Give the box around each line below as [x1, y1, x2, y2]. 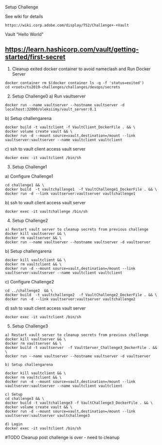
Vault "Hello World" [5, 32, 44, 37]
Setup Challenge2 [12, 217, 49, 223]
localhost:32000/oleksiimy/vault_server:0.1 [5, 107, 97, 112]
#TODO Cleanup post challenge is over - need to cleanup [5, 434, 120, 440]
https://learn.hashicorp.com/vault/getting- [5, 46, 139, 54]
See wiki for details [5, 14, 43, 19]
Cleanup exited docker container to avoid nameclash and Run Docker [12, 66, 151, 72]
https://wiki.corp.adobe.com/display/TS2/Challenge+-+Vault [5, 23, 130, 28]
